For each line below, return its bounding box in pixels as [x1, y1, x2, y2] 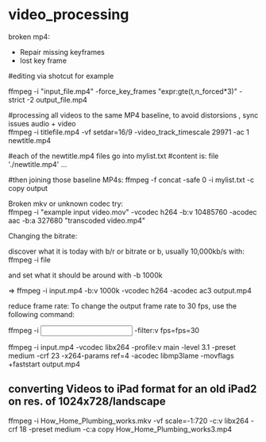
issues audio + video [8, 118, 76, 128]
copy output [8, 183, 48, 192]
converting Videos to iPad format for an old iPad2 [8, 382, 257, 396]
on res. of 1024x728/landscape [8, 395, 166, 409]
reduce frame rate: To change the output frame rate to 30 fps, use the [8, 300, 237, 311]
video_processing [8, 6, 129, 24]
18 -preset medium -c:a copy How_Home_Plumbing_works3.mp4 [19, 424, 233, 434]
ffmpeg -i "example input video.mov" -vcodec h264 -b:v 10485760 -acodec [8, 207, 257, 216]
